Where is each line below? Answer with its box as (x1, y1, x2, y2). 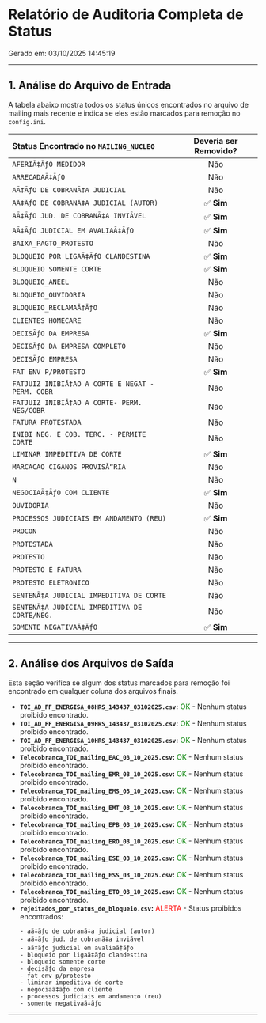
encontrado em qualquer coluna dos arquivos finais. (8, 686, 178, 695)
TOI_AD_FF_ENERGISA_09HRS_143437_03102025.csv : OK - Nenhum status (19, 718, 247, 728)
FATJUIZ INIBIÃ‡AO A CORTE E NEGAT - (12, 379, 154, 388)
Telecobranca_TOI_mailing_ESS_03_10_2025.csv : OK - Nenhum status (19, 870, 244, 879)
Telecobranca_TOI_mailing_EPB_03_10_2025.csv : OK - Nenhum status (19, 819, 244, 828)
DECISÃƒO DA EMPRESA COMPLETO (12, 342, 127, 350)
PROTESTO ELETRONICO (12, 578, 89, 587)
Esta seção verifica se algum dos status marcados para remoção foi (8, 678, 230, 688)
